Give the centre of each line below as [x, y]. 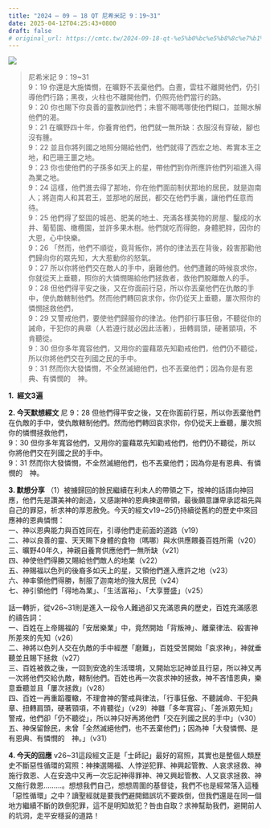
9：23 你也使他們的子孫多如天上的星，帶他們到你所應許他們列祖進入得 [145, 168]
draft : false [30, 31]
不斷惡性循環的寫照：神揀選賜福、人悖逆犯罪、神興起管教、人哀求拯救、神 [138, 765]
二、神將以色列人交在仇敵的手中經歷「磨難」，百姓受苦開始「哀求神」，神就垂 [135, 648]
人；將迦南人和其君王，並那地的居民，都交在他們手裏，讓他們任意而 [141, 198]
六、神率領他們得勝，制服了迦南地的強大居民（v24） [96, 580]
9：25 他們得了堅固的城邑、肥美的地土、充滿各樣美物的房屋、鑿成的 [141, 218]
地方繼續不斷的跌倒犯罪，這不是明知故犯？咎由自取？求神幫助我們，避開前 [131, 805]
